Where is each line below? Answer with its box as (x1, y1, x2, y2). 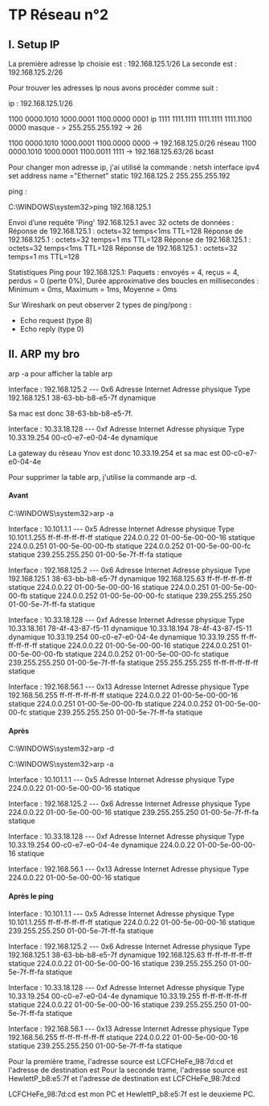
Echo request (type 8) (19, 316, 93, 325)
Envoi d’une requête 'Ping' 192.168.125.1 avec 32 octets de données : (8, 218, 234, 227)
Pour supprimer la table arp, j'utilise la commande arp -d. (8, 472, 198, 481)
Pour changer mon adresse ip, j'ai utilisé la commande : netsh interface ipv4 (8, 162, 260, 172)
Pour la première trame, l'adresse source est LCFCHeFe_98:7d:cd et (8, 1057, 234, 1067)
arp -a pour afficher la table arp (8, 368, 112, 379)
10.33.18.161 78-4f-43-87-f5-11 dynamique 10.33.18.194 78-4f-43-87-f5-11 (8, 624, 252, 633)
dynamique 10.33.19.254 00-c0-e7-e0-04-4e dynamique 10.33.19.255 (8, 633, 239, 642)
